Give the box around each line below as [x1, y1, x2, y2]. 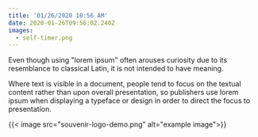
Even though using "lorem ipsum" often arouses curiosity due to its [8, 55, 228, 65]
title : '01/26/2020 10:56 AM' [8, 11, 109, 20]
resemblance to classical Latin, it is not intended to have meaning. [8, 64, 224, 74]
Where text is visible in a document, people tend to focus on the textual [8, 79, 241, 89]
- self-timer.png [15, 33, 73, 42]
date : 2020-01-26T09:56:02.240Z [8, 19, 115, 27]
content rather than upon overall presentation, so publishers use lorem [8, 88, 239, 97]
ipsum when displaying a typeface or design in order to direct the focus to [8, 96, 251, 105]
